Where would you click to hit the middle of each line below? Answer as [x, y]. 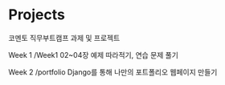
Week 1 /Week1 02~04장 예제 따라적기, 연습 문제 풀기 [94, 55]
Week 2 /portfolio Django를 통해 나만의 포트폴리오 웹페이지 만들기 [113, 72]
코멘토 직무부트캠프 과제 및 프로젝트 [64, 38]
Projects [37, 15]
